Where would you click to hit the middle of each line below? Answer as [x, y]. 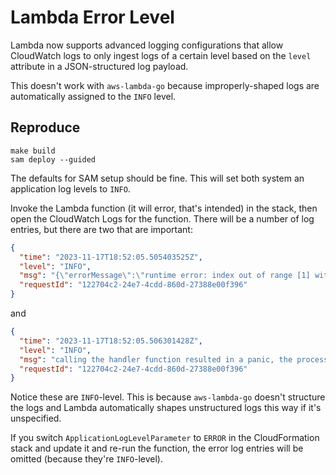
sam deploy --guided [53, 159]
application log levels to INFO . [70, 188]
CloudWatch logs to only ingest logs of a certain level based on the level [161, 55]
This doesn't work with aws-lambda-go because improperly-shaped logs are [165, 85]
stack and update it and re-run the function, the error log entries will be [157, 448]
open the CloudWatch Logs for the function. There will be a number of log [162, 218]
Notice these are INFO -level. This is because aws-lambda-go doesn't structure [168, 397]
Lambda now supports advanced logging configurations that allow [147, 45]
